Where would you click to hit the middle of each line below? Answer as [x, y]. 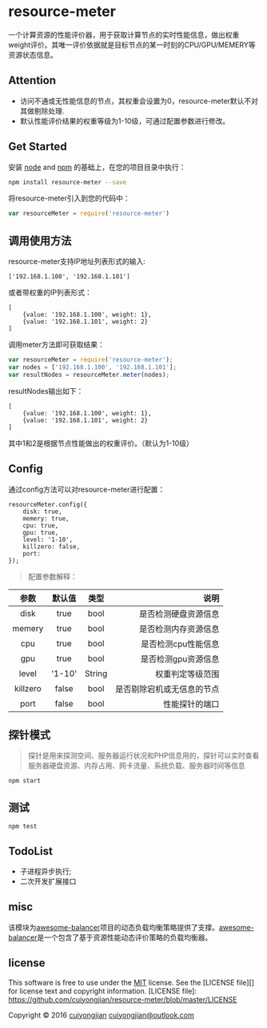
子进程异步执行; [46, 871]
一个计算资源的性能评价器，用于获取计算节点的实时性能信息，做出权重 [124, 34]
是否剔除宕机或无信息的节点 [167, 689]
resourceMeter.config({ [48, 504]
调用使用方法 [40, 240]
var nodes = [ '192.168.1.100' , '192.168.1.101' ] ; [93, 367]
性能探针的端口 [191, 704]
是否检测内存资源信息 [179, 629]
